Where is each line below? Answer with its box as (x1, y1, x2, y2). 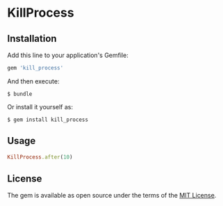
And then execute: (7, 77, 60, 85)
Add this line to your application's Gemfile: (7, 51, 129, 59)
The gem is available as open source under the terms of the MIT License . (7, 191, 217, 200)
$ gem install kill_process (7, 116, 89, 123)
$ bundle (7, 90, 33, 97)
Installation (7, 33, 57, 45)
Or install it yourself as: (7, 102, 73, 111)
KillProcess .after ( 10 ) (7, 153, 73, 161)
